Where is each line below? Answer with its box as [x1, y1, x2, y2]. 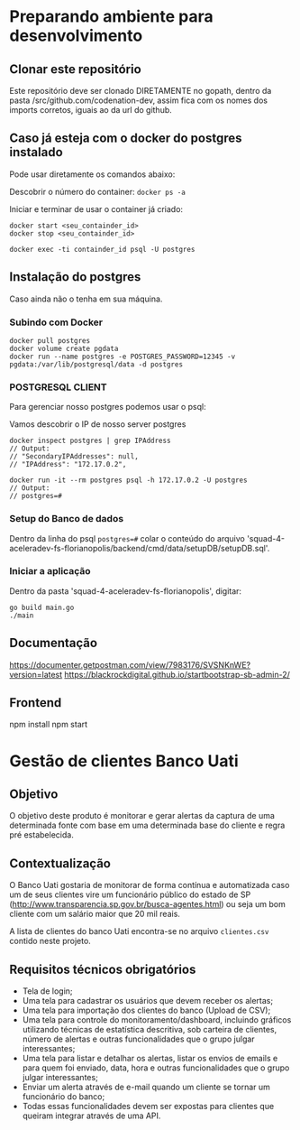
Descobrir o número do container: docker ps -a [9, 186, 186, 197]
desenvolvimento [9, 25, 143, 46]
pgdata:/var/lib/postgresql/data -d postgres [9, 359, 183, 369]
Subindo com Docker [9, 316, 104, 329]
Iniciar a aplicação [9, 565, 91, 578]
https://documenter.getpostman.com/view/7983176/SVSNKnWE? [9, 659, 250, 670]
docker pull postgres [9, 336, 91, 345]
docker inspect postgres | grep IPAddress [9, 436, 171, 446]
